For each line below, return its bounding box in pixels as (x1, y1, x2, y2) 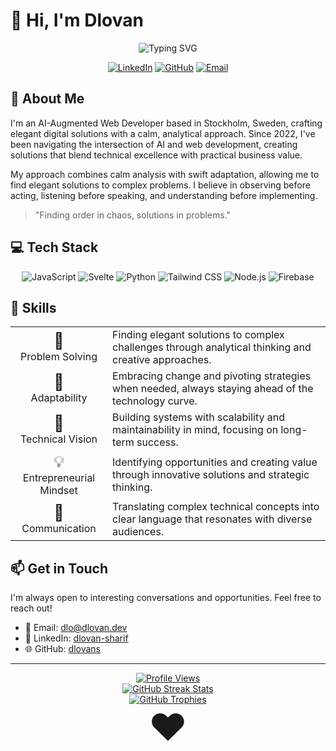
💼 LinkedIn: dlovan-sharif (24, 632, 129, 644)
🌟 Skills (10, 299, 57, 316)
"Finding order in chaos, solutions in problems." (34, 209, 232, 221)
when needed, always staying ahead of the (112, 382, 314, 396)
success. (136, 435, 179, 449)
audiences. (112, 525, 165, 539)
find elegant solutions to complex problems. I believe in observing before (10, 179, 311, 191)
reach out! (10, 602, 53, 614)
